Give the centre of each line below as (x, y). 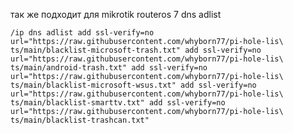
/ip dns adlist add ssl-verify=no (82, 33)
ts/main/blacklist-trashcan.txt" (80, 120)
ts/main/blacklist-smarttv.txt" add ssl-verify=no (118, 103)
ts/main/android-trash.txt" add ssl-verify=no (109, 68)
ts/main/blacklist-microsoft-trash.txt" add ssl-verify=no (136, 50)
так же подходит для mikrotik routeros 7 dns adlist (116, 14)
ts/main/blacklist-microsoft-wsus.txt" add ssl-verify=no (133, 85)
